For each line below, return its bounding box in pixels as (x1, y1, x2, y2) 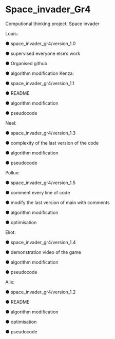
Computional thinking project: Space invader (5, 21, 100, 27)
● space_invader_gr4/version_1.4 (5, 239, 76, 245)
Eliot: (5, 229, 16, 235)
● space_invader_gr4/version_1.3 (5, 130, 76, 136)
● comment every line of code (5, 189, 70, 195)
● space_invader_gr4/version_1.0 (5, 40, 76, 47)
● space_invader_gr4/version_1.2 (5, 289, 76, 295)
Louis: (5, 30, 18, 36)
